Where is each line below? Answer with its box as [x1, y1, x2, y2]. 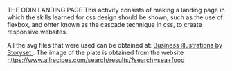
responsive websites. [7, 28, 68, 36]
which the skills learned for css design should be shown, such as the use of [7, 13, 224, 21]
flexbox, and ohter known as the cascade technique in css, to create [7, 21, 202, 28]
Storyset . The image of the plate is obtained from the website [7, 48, 184, 57]
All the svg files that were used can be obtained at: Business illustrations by [7, 41, 223, 49]
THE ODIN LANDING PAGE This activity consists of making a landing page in [7, 6, 225, 14]
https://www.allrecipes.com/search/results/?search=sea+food [7, 56, 185, 64]
